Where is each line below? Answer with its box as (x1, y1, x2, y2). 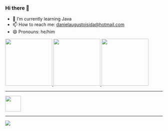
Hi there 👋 (5, 5, 30, 12)
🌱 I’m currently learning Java (12, 16, 72, 22)
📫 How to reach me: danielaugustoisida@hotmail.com (12, 22, 125, 28)
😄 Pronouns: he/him (12, 29, 55, 35)
